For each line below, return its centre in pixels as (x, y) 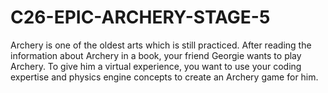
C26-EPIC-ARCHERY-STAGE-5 (140, 17)
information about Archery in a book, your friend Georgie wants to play (156, 55)
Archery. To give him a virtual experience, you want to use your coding (156, 66)
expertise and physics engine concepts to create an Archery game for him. (164, 77)
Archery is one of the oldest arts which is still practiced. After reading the (161, 45)
